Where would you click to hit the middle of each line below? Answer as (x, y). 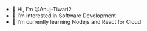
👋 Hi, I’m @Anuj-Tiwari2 (42, 9)
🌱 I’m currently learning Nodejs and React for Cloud (77, 22)
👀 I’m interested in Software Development (64, 15)
